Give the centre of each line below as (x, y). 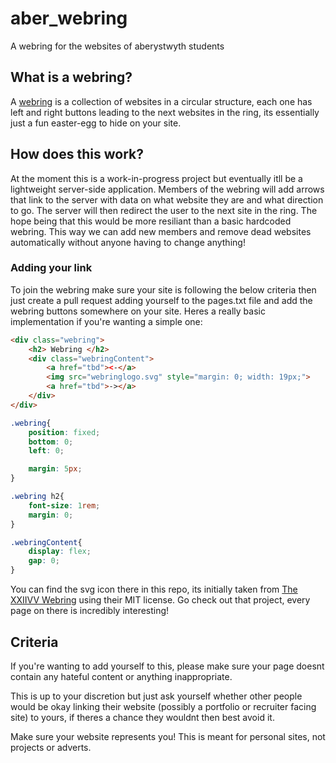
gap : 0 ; (44, 561)
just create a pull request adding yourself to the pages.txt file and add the (161, 300)
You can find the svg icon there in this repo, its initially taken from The (154, 589)
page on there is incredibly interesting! (90, 611)
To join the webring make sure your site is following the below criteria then (163, 289)
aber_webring (69, 18)
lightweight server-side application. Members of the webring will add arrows (167, 189)
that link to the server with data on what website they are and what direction (167, 199)
